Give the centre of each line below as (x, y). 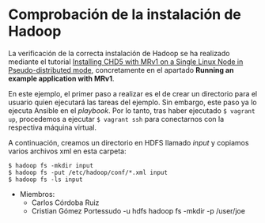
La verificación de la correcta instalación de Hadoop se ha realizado (119, 53)
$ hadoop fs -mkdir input (51, 165)
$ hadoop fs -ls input (45, 180)
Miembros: (37, 194)
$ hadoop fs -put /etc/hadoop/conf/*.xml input (88, 172)
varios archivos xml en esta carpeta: (67, 151)
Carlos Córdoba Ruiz (65, 202)
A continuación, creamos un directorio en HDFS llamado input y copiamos (129, 142)
